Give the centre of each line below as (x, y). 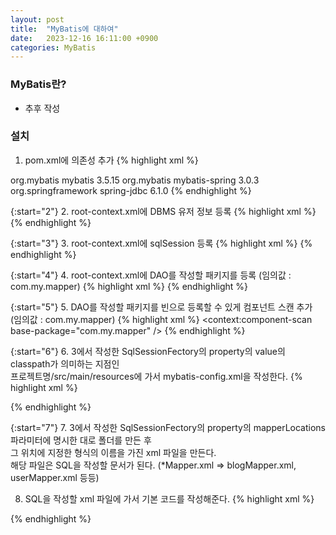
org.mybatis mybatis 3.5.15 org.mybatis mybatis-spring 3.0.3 (135, 180)
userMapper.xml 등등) (55, 477)
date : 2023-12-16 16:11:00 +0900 (84, 38)
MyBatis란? (38, 84)
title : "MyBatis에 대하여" (64, 29)
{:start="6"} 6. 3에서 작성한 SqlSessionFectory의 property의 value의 (148, 351)
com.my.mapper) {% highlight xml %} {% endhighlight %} (129, 286)
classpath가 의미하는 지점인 (65, 363)
